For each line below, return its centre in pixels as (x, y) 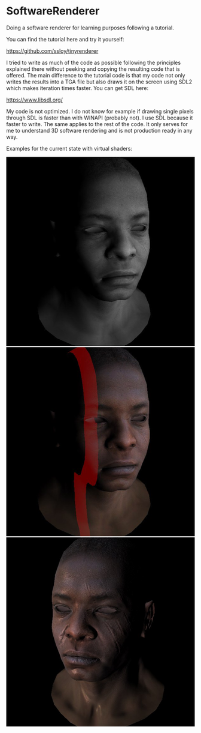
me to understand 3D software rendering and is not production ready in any (99, 130)
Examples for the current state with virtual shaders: (69, 148)
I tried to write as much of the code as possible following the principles (94, 62)
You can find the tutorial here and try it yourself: (65, 39)
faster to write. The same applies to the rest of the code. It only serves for (97, 124)
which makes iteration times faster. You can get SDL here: (77, 88)
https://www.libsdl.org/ (34, 100)
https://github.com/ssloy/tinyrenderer (52, 51)
